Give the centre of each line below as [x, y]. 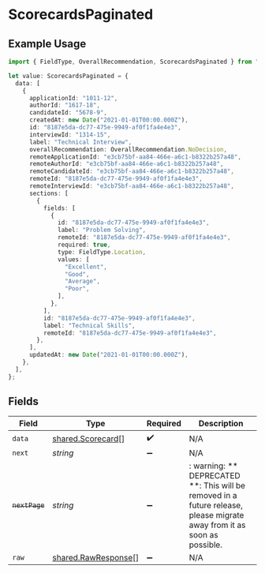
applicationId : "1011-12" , [73, 98]
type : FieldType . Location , [102, 252]
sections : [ [49, 193]
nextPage [28, 506]
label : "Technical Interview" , [80, 142]
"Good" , [77, 274]
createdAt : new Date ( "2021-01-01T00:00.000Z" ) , [109, 120]
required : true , [84, 245]
